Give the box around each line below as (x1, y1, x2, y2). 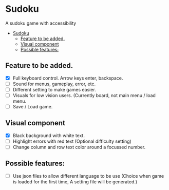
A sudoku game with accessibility (5, 20, 77, 26)
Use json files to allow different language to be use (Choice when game (12, 173, 164, 179)
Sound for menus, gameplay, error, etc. (12, 81, 96, 87)
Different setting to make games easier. (12, 86, 96, 92)
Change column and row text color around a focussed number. (12, 144, 145, 150)
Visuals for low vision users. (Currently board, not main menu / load (12, 92, 156, 98)
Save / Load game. (12, 104, 53, 109)
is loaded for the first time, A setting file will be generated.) (12, 178, 138, 185)
